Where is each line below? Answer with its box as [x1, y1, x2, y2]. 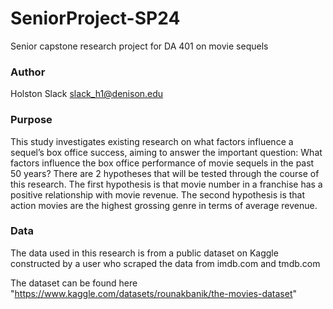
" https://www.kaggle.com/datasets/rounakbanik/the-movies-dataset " [10, 287, 297, 299]
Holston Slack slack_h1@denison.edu [10, 88, 164, 100]
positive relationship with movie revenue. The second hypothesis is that [10, 188, 306, 201]
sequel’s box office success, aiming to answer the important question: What [10, 146, 323, 158]
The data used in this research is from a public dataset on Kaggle [10, 247, 279, 259]
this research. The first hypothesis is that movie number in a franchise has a [10, 178, 323, 190]
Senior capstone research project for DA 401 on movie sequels [10, 40, 269, 52]
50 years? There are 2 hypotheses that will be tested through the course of [10, 167, 320, 179]
